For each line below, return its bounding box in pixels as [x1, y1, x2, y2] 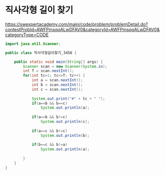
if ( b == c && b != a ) [31, 142, 68, 147]
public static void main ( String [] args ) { [14, 59, 103, 64]
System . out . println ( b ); [40, 133, 90, 138]
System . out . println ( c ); [40, 119, 90, 124]
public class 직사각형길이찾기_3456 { [5, 50, 77, 55]
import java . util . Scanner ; [5, 41, 61, 46]
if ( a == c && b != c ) [31, 128, 68, 133]
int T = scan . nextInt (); [23, 68, 74, 73]
